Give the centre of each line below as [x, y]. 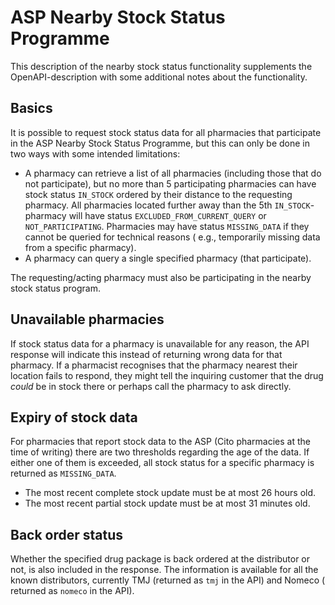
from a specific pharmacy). [80, 247]
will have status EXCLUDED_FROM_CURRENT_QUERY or [167, 215]
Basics [31, 108]
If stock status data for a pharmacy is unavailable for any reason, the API [160, 343]
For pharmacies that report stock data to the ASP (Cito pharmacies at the [161, 442]
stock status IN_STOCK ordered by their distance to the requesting [158, 194]
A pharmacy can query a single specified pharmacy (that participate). [168, 258]
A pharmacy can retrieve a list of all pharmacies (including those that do [173, 173]
